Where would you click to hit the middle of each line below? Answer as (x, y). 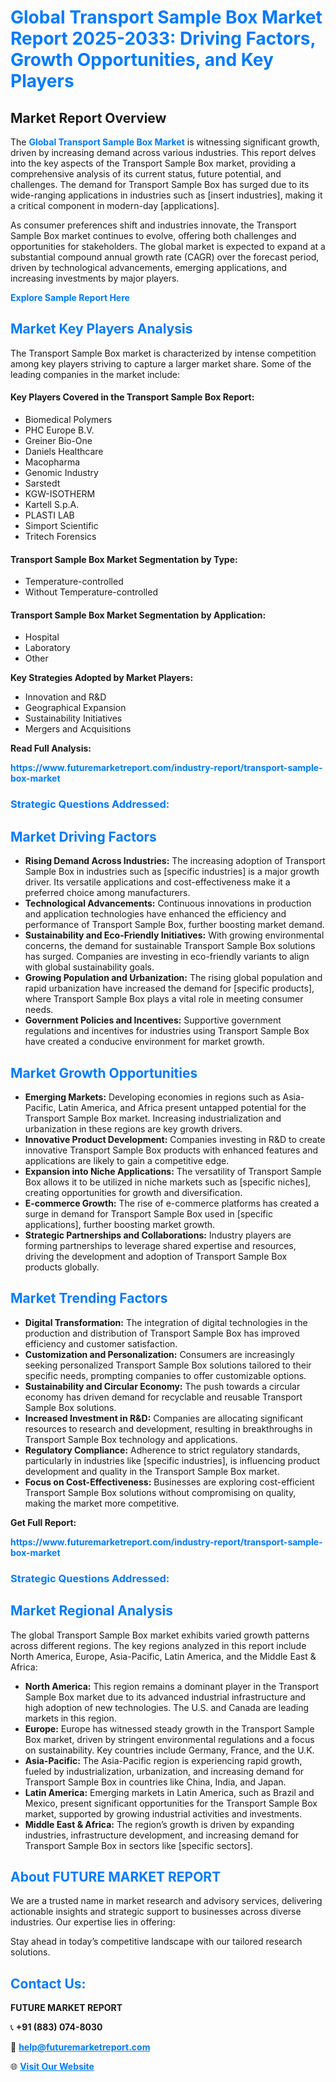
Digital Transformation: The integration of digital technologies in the (166, 1322)
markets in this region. (70, 1718)
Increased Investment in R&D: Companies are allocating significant (164, 1418)
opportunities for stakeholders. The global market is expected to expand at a (168, 246)
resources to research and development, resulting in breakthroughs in (168, 1428)
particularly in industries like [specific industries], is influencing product (172, 1460)
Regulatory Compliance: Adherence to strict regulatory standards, (162, 1450)
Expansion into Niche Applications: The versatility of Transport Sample (173, 1171)
